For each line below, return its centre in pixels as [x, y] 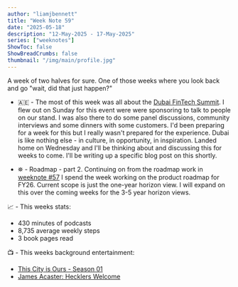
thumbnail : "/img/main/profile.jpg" [61, 61]
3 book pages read [45, 238]
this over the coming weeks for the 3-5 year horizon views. [104, 192]
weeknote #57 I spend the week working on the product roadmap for [118, 177]
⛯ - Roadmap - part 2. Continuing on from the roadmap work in [110, 169]
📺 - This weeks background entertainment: [71, 252]
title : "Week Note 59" [41, 21]
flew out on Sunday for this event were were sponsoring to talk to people [124, 110]
